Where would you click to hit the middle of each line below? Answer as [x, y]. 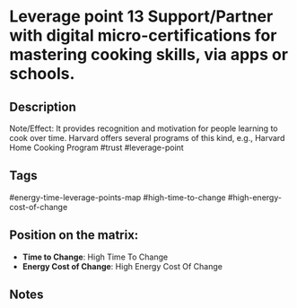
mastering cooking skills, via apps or [149, 55]
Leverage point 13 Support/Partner [141, 17]
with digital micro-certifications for [143, 35]
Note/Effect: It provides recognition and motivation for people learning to [144, 128]
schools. [42, 74]
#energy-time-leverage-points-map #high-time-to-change [118, 197]
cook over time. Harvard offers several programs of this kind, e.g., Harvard [147, 138]
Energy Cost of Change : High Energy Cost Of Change [122, 266]
